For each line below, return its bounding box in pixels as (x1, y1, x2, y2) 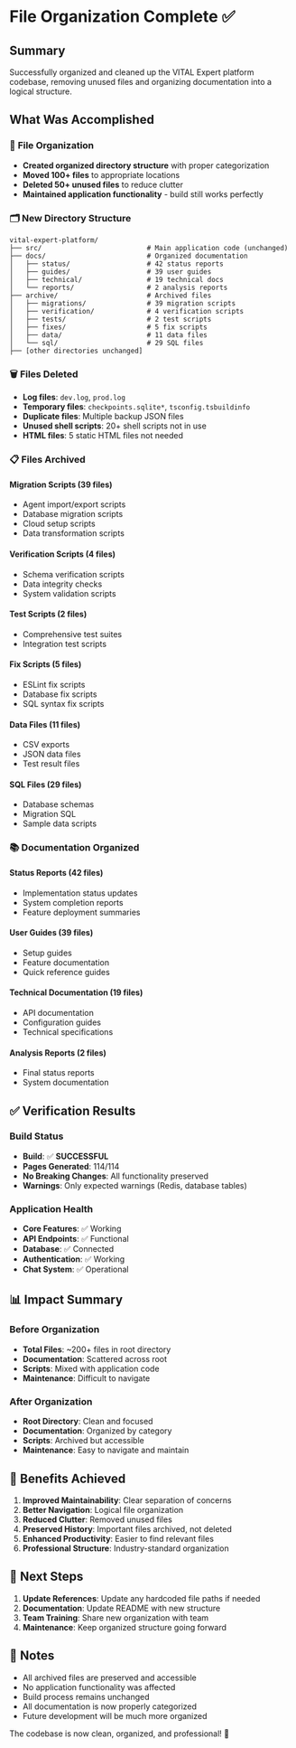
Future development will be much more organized (22, 1710, 208, 1721)
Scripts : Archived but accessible (22, 1435, 144, 1446)
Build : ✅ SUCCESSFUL (22, 1151, 109, 1161)
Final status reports (22, 1067, 95, 1078)
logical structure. (9, 86, 72, 97)
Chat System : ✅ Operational (22, 1264, 129, 1275)
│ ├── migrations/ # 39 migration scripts (9, 298, 236, 308)
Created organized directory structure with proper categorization (22, 160, 270, 171)
